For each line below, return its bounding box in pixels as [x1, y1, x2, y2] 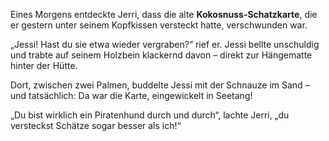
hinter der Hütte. [10, 60, 78, 71]
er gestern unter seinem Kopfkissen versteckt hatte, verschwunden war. [10, 19, 308, 31]
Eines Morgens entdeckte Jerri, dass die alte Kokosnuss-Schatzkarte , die [10, 9, 318, 20]
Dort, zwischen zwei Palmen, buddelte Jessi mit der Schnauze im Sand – [10, 79, 310, 91]
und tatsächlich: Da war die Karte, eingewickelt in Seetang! [10, 90, 253, 101]
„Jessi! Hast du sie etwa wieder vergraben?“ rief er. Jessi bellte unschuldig [10, 39, 320, 50]
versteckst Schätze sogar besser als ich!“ [10, 120, 182, 131]
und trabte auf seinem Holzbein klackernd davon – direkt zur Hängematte [10, 49, 313, 61]
